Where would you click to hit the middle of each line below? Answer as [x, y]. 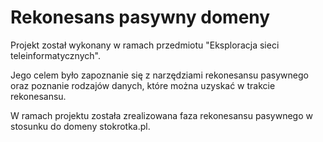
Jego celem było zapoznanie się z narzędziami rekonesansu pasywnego [159, 75]
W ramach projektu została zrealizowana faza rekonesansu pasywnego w [161, 115]
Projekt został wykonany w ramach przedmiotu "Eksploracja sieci [145, 45]
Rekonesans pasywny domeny [140, 17]
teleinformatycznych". [55, 55]
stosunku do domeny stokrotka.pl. [80, 126]
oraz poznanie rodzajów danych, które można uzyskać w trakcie [143, 85]
